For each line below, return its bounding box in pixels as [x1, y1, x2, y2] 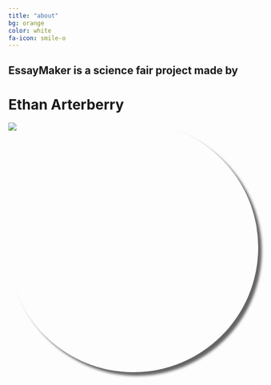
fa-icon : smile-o [8, 34, 66, 42]
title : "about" [8, 11, 59, 20]
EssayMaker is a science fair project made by [8, 63, 238, 77]
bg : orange [8, 19, 45, 27]
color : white [8, 26, 52, 34]
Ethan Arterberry [8, 95, 125, 113]
